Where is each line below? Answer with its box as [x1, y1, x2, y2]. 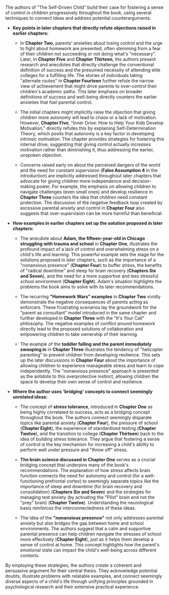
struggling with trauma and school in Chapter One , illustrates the [20, 241, 158, 247]
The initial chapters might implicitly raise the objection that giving [20, 109, 155, 115]
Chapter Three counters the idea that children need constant [20, 194, 147, 200]
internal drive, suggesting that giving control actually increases [20, 141, 151, 147]
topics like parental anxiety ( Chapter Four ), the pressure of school [20, 420, 158, 426]
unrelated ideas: [12, 394, 48, 400]
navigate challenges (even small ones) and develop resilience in [20, 189, 153, 194]
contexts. [20, 552, 40, 559]
